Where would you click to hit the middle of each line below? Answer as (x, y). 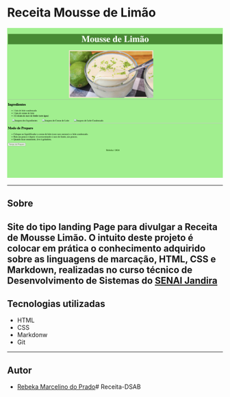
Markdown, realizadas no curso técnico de (100, 270)
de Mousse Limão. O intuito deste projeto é (100, 237)
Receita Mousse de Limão (81, 13)
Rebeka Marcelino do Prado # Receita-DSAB (79, 387)
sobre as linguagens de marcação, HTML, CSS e (112, 259)
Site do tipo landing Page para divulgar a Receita (112, 227)
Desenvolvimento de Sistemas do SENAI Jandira (112, 281)
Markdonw (32, 335)
